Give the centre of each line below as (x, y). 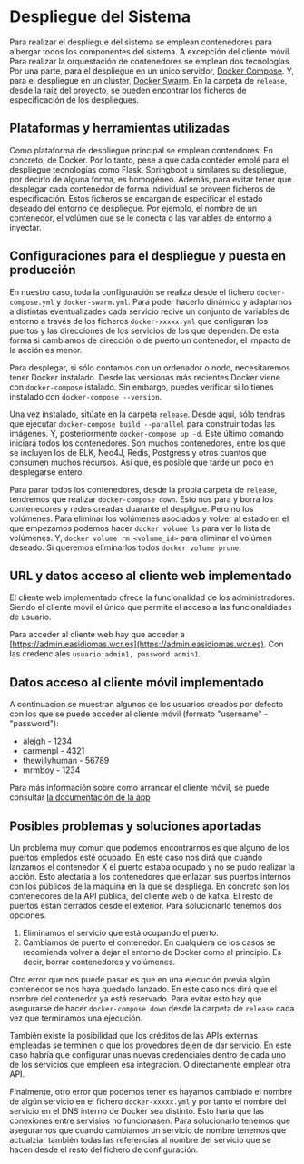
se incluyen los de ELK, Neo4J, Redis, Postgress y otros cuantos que (138, 452)
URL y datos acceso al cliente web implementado (151, 575)
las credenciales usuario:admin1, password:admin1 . (105, 654)
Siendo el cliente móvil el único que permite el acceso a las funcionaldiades (151, 607)
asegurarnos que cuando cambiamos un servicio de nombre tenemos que (148, 1130)
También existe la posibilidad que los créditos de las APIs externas (134, 1036)
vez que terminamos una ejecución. (76, 1018)
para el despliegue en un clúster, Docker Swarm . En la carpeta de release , (148, 80)
